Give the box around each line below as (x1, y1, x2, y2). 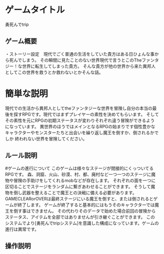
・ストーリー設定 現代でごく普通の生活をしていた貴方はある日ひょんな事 (5, 51, 155, 57)
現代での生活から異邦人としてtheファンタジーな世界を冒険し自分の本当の (5, 105, 153, 111)
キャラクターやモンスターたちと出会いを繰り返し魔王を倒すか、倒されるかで (5, 130, 159, 136)
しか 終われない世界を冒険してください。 (5, 136, 87, 141)
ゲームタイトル (5, 4, 65, 16)
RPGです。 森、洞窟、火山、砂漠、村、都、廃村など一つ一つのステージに (5, 171, 151, 177)
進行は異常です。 (5, 226, 39, 232)
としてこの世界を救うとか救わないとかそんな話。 (5, 69, 103, 75)
